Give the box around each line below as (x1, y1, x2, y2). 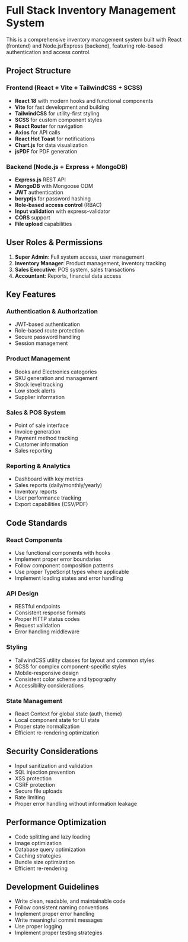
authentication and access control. (6, 48, 91, 55)
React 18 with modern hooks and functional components (14, 97, 154, 104)
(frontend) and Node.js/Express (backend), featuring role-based (6, 42, 163, 49)
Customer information (14, 441, 69, 448)
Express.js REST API (14, 176, 66, 183)
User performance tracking (14, 494, 81, 501)
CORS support (14, 213, 50, 221)
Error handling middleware (14, 628, 80, 635)
